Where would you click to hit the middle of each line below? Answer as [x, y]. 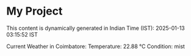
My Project [34, 11]
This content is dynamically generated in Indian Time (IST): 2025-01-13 [95, 28]
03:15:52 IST [22, 34]
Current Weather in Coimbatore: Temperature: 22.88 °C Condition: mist [95, 46]
